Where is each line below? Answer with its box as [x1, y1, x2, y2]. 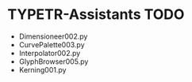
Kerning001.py [18, 65, 67, 74]
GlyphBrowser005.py [18, 57, 89, 66]
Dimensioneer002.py [18, 32, 88, 41]
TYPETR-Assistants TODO [7, 6, 185, 24]
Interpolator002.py [18, 48, 81, 58]
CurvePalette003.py [18, 39, 85, 49]
